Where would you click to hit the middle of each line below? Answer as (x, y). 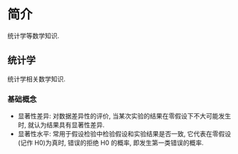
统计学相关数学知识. (37, 78)
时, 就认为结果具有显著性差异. (61, 125)
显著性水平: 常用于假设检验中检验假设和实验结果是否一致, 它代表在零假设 (124, 134)
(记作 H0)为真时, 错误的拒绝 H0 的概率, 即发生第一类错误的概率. (111, 143)
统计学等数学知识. (33, 36)
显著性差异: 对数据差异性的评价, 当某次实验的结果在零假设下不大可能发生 (124, 116)
